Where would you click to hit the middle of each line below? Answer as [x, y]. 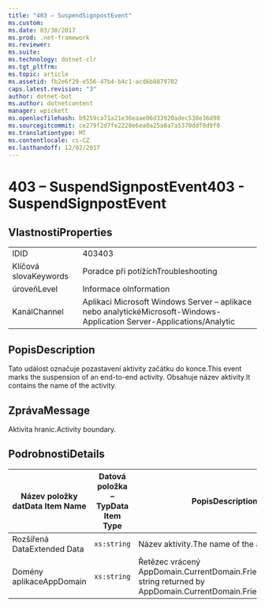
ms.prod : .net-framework [49, 37]
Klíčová [26, 267]
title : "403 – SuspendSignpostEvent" [70, 15]
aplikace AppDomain [49, 581]
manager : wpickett [38, 111]
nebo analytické [112, 312]
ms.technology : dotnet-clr [52, 60]
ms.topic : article [38, 74]
